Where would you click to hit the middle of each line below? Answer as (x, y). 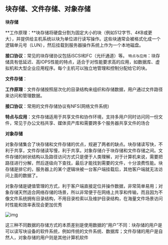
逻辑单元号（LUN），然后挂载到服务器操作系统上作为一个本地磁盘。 (74, 45)
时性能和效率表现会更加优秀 (34, 205)
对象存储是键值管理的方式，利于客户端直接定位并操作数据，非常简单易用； (82, 186)
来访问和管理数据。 (25, 95)
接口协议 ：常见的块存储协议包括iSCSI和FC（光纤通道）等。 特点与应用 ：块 (80, 55)
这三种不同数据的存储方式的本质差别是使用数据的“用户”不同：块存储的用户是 (84, 225)
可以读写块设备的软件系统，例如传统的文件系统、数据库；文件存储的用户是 (82, 231)
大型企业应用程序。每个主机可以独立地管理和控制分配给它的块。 (84, 68)
